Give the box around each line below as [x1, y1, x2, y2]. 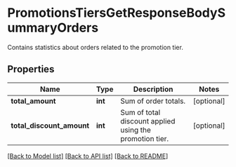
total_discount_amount [11, 121, 90, 131]
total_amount [11, 96, 56, 106]
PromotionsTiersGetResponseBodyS [7, 5, 226, 21]
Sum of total [120, 107, 161, 117]
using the [120, 125, 151, 135]
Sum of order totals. [120, 96, 186, 106]
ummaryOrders [7, 20, 99, 36]
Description [133, 84, 173, 94]
